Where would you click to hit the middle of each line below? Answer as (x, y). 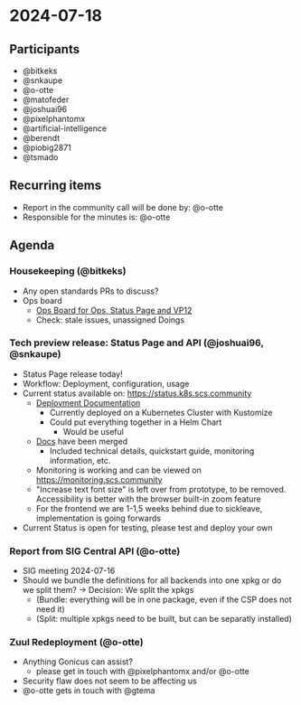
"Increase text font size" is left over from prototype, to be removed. (161, 489)
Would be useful (94, 431)
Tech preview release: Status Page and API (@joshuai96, (136, 343)
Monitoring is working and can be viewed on (118, 470)
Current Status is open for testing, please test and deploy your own (147, 527)
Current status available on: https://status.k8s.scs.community (137, 393)
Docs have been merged (82, 441)
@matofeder (46, 99)
